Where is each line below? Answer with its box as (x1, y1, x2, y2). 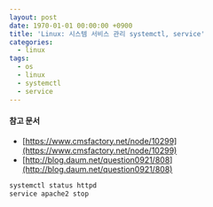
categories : (9, 37, 53, 47)
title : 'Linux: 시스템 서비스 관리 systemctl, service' (9, 29, 206, 38)
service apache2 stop (9, 189, 90, 198)
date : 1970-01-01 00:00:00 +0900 (9, 21, 133, 30)
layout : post (9, 12, 58, 22)
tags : (9, 54, 29, 63)
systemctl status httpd (9, 180, 98, 190)
